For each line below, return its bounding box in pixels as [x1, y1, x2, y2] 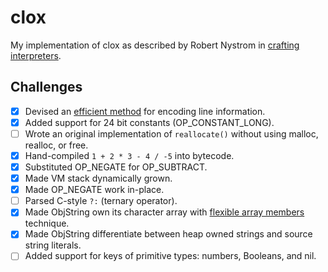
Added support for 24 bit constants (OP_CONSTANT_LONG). [24, 116, 275, 128]
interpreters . [10, 49, 62, 61]
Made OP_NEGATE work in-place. [24, 184, 165, 196]
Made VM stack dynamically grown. [24, 172, 173, 185]
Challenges [10, 79, 83, 96]
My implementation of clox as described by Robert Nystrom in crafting [10, 39, 300, 51]
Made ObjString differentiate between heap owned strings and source [24, 228, 313, 240]
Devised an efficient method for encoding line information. [24, 105, 266, 117]
